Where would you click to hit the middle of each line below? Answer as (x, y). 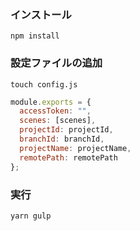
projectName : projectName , (75, 148)
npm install (35, 36)
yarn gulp (31, 216)
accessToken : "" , (55, 111)
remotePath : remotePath (68, 157)
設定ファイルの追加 (56, 63)
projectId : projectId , (66, 130)
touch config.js (44, 84)
